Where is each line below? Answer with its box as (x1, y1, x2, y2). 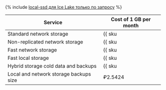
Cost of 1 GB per (111, 16, 151, 23)
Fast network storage (7, 46, 57, 53)
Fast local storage (7, 54, 49, 61)
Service (43, 19, 63, 26)
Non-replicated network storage (7, 39, 83, 45)
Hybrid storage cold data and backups (7, 63, 97, 69)
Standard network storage (7, 31, 68, 37)
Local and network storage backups (7, 71, 91, 77)
